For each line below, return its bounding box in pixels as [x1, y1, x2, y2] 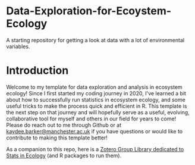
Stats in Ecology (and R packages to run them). [6, 152, 122, 159]
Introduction [6, 64, 69, 77]
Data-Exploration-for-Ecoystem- [6, 4, 171, 18]
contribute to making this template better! [6, 134, 108, 141]
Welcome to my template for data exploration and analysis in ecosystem [6, 83, 183, 91]
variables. [6, 43, 30, 50]
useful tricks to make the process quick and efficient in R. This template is [6, 102, 187, 110]
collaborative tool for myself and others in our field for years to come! [6, 115, 177, 122]
